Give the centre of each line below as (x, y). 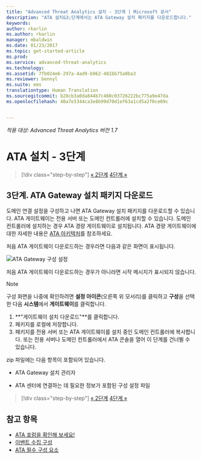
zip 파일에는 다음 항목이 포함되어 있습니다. (56, 360)
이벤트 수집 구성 (33, 442)
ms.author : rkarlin (31, 34)
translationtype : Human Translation (52, 90)
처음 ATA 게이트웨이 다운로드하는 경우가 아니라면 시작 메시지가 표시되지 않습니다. (101, 272)
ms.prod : (17, 57)
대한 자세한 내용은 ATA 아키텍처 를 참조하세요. (59, 233)
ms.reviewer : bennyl (32, 79)
